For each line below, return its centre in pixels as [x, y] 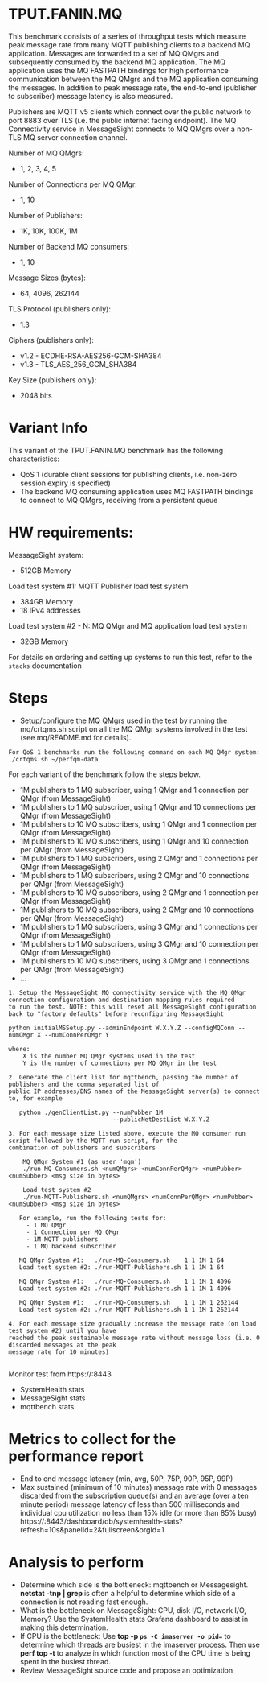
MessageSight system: [46, 555]
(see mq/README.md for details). [75, 737]
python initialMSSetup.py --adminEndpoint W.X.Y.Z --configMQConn [122, 1028]
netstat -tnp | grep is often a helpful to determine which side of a [128, 1593]
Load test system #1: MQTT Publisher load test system [98, 586]
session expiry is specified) [65, 483]
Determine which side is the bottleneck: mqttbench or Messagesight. [134, 1584]
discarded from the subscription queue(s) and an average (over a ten [134, 1495]
